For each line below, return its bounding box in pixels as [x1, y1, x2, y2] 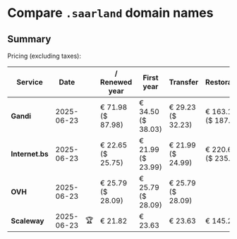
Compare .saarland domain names [7, 5, 214, 21]
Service [16, 78, 44, 87]
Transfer [169, 78, 199, 87]
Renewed [99, 78, 133, 87]
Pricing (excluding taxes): [7, 51, 82, 60]
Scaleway [11, 216, 44, 226]
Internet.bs [11, 149, 49, 159]
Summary [7, 33, 51, 45]
